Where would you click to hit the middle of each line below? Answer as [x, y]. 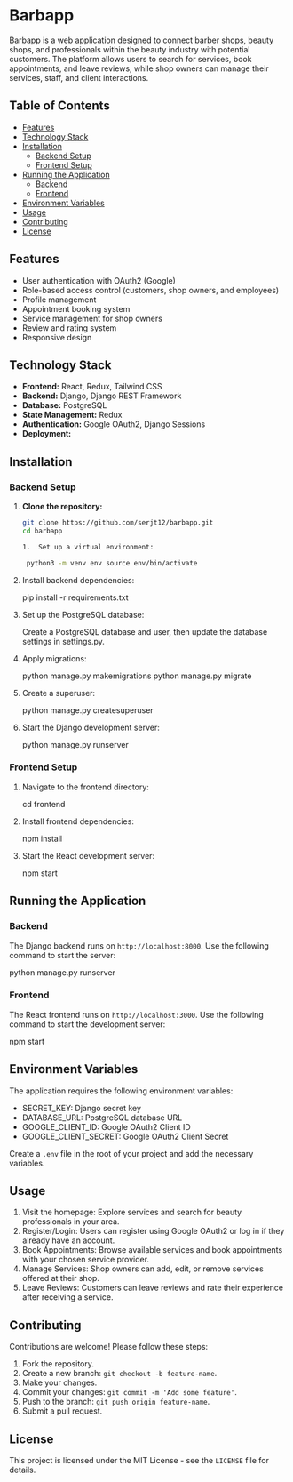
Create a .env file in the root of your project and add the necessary [131, 1153]
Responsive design [57, 337]
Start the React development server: [88, 855]
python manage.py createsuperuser [87, 710]
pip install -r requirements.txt [75, 597]
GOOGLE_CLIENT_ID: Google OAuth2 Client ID [106, 1126]
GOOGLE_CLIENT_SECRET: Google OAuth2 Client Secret [125, 1136]
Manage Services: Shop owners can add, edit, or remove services [143, 1269]
